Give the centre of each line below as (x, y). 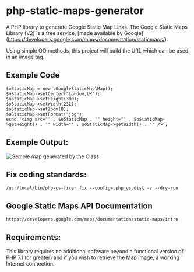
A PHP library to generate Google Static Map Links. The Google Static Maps (97, 27)
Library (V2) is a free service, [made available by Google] (75, 33)
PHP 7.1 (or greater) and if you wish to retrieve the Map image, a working (93, 257)
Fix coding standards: (46, 174)
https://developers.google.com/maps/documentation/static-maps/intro (92, 219)
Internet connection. (30, 264)
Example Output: (37, 142)
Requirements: (33, 237)
